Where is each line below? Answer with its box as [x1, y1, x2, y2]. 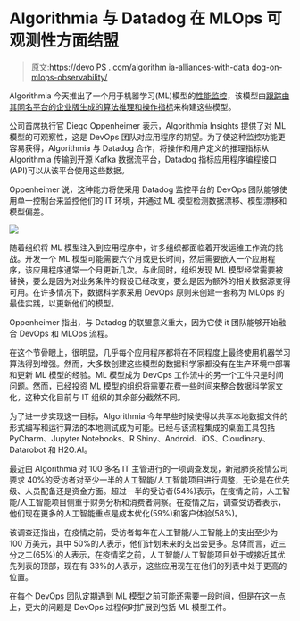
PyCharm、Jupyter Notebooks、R [9, 432, 136, 443]
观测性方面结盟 [9, 30, 120, 51]
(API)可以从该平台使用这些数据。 [9, 164, 129, 175]
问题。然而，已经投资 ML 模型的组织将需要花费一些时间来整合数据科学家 [9, 381, 276, 391]
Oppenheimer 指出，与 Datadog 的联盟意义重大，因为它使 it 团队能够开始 [9, 316, 279, 327]
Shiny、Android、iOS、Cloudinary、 [137, 432, 271, 443]
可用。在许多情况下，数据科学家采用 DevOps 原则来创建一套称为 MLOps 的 [9, 287, 286, 298]
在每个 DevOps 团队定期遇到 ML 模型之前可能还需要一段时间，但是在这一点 [9, 591, 286, 601]
